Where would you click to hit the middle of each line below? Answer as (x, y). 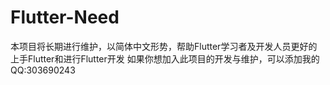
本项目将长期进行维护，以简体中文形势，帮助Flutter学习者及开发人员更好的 (164, 46)
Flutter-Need (65, 17)
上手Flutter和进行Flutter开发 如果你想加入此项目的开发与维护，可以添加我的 (165, 58)
